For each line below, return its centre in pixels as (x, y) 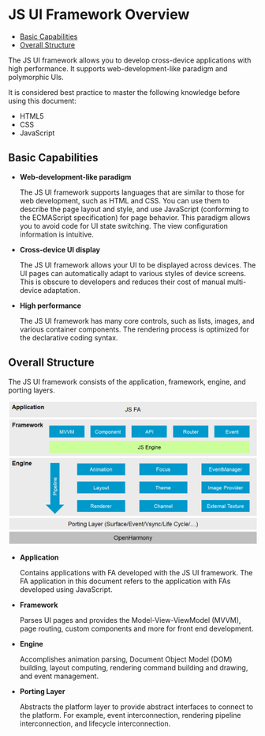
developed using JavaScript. (66, 590)
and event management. (59, 676)
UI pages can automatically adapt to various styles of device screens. (132, 273)
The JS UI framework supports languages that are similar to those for (132, 192)
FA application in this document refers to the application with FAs (125, 581)
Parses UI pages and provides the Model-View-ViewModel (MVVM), (130, 620)
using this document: (42, 101)
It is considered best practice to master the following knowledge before (124, 92)
